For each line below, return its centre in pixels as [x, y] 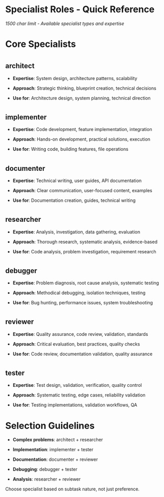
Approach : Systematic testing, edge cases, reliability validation [79, 395]
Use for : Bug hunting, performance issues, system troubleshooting [83, 303]
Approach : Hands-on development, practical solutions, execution [81, 139]
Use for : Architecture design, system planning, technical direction [82, 98]
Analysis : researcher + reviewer [47, 479]
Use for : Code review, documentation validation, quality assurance [83, 354]
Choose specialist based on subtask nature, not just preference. [73, 489]
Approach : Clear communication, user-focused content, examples [83, 190]
